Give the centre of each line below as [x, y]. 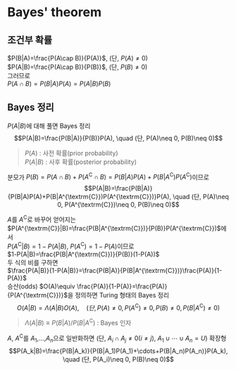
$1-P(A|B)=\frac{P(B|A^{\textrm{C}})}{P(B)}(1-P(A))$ [83, 254]
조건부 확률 [30, 40]
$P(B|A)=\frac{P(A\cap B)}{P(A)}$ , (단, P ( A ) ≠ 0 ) [77, 58]
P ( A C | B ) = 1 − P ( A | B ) [37, 245]
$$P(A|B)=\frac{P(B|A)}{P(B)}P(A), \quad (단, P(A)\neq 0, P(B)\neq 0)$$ [118, 138]
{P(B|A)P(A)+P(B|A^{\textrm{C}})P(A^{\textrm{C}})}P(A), [89, 197]
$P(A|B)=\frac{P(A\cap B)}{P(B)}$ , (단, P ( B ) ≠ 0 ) [77, 67]
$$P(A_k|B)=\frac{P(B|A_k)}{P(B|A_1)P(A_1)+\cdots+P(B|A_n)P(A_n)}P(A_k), [118, 351]
